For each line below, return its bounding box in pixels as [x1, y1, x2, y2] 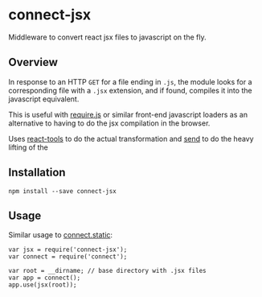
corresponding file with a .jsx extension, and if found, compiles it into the [8, 85, 252, 95]
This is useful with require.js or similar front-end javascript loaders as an [8, 109, 248, 119]
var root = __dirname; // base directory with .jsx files [8, 267, 207, 275]
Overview [8, 56, 59, 69]
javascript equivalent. [8, 94, 80, 104]
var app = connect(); [8, 274, 81, 283]
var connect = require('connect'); [8, 253, 128, 261]
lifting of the [8, 142, 48, 152]
